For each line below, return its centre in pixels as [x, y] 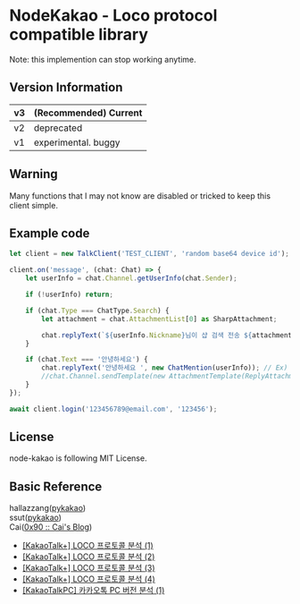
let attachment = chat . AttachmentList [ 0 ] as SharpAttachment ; [159, 319]
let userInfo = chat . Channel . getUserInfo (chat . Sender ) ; [132, 278]
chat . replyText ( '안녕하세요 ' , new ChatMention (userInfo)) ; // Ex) [165, 368]
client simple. [33, 205]
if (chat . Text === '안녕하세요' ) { [87, 360]
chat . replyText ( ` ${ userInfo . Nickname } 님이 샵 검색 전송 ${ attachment [167, 335]
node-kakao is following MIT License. [78, 458]
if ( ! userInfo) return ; [70, 294]
